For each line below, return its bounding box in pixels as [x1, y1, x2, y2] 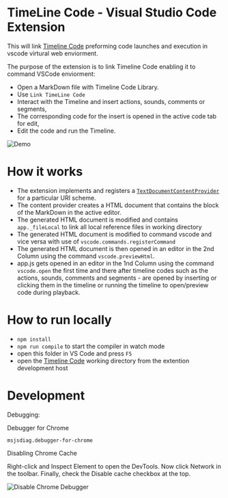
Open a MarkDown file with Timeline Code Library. [16, 83, 159, 91]
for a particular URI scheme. [16, 194, 97, 202]
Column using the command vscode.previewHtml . [16, 252, 155, 260]
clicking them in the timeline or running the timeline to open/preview [16, 280, 209, 289]
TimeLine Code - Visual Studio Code [7, 5, 217, 21]
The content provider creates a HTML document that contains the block [16, 200, 219, 209]
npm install [16, 336, 51, 343]
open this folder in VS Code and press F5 [16, 349, 132, 357]
